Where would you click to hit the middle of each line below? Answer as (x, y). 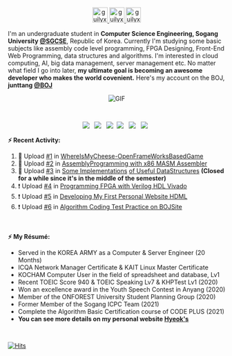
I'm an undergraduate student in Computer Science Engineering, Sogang (113, 34)
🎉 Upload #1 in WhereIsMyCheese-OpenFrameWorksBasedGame (110, 156)
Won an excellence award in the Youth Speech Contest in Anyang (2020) (122, 290)
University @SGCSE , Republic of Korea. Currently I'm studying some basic (115, 41)
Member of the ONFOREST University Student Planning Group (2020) (117, 297)
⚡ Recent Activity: (34, 140)
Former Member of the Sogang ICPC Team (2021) (88, 304)
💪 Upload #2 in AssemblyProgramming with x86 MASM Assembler (113, 163)
